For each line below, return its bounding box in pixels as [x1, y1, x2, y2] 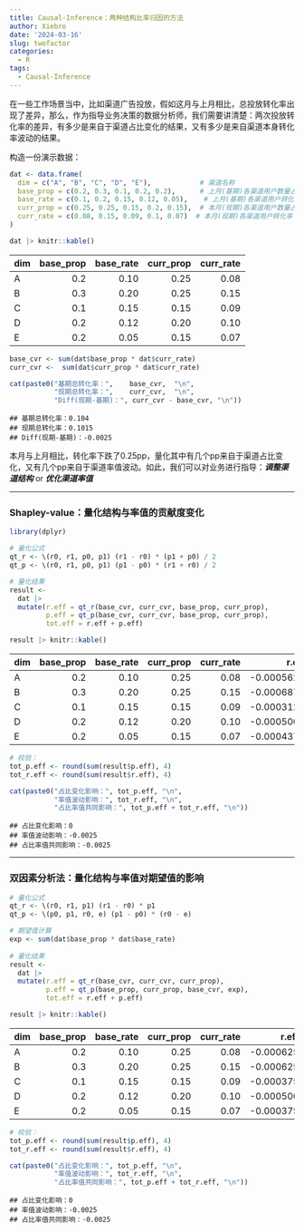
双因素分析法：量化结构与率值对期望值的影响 [9, 872, 204, 885]
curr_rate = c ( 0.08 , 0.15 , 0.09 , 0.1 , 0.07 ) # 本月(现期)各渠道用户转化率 [17, 212, 293, 221]
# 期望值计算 [9, 926, 52, 936]
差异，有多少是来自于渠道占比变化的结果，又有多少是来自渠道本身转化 [33, 121, 295, 131]
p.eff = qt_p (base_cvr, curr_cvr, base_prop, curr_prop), [45, 611, 270, 620]
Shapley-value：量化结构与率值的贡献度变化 [9, 507, 204, 519]
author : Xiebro [9, 22, 67, 31]
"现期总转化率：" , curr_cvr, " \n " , [53, 387, 195, 397]
